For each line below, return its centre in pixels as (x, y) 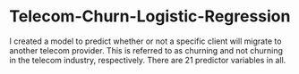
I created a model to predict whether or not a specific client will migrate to (145, 41)
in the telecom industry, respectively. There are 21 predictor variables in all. (148, 60)
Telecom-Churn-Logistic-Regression (150, 16)
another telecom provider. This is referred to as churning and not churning (146, 50)
